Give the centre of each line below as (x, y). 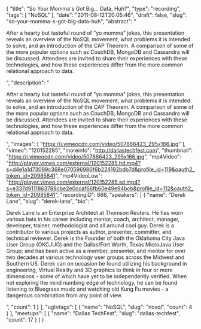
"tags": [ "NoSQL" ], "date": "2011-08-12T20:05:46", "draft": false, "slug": (97, 15)
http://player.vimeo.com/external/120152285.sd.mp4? (74, 182)
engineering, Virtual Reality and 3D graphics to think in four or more (89, 270)
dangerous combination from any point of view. (64, 295)
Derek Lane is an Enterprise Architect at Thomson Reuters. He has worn (95, 213)
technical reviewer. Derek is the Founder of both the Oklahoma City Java (96, 238)
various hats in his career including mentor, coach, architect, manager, (93, 219)
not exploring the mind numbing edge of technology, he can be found (92, 283)
